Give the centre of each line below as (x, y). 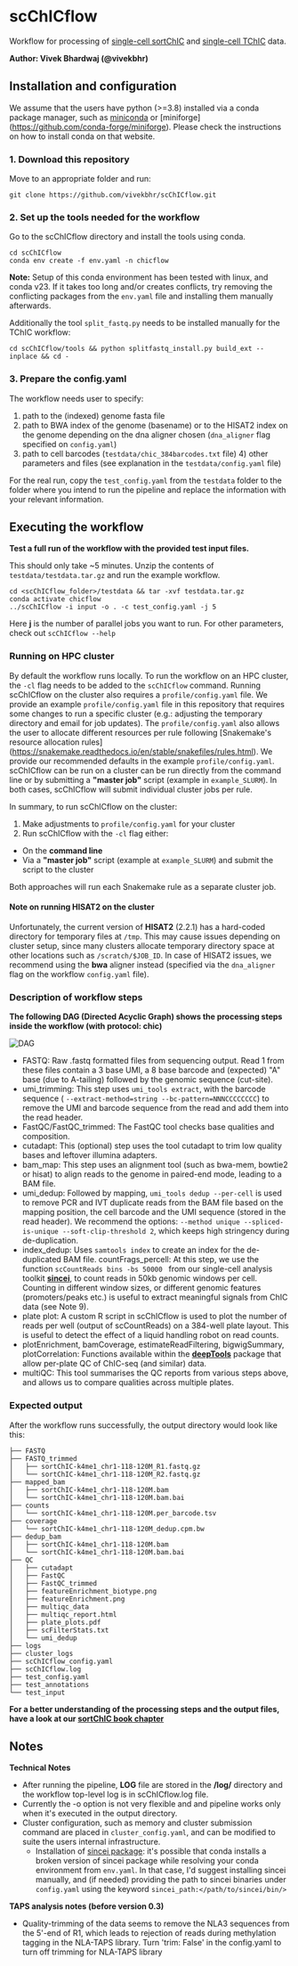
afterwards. (30, 306)
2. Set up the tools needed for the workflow (105, 217)
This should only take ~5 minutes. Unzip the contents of (112, 566)
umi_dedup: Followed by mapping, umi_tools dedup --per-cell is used (152, 1193)
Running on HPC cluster (62, 657)
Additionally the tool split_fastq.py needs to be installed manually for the (145, 323)
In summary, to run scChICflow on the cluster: (93, 806)
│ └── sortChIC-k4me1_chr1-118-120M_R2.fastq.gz (105, 1474)
